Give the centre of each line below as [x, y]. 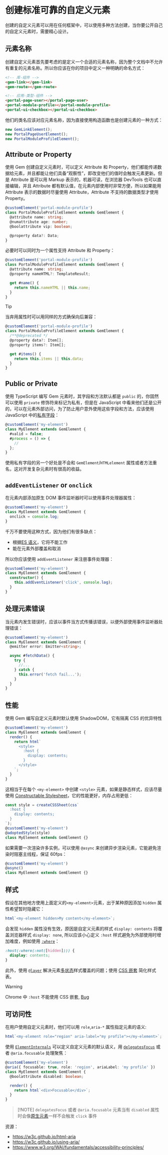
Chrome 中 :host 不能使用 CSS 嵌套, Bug [47, 997]
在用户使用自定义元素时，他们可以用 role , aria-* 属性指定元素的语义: [76, 1027]
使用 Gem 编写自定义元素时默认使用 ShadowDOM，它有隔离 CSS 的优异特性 [84, 718]
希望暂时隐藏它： [27, 909]
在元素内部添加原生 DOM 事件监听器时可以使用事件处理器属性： [71, 498]
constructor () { [26, 578]
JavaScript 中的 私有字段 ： [32, 415]
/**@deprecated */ [29, 336]
